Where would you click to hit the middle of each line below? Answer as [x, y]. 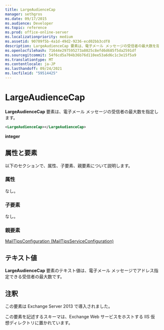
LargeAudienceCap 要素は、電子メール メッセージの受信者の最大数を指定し [82, 111]
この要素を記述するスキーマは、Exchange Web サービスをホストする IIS [77, 317]
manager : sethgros [24, 14]
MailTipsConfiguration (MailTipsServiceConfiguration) [59, 241]
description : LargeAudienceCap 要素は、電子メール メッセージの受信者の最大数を [81, 46]
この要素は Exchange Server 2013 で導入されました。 [59, 307]
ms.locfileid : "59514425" [31, 73]
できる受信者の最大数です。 [37, 277]
